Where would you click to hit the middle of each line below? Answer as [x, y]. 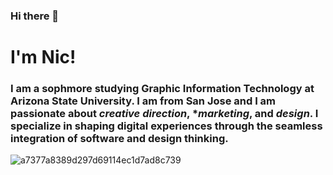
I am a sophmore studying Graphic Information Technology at [162, 89]
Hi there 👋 [35, 16]
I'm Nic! [43, 57]
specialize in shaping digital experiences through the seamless [166, 126]
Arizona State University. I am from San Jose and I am [143, 101]
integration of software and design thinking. [119, 139]
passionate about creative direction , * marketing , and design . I [164, 114]
